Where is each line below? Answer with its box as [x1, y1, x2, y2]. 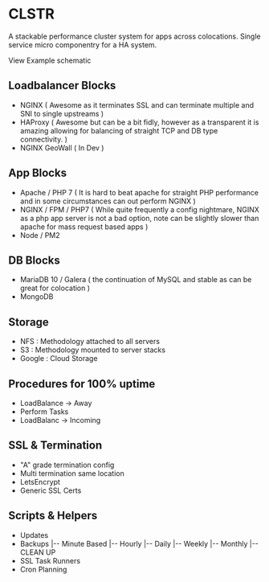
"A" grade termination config [19, 460, 115, 469]
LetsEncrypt [19, 477, 60, 486]
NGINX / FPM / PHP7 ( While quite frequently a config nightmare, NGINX [19, 204, 259, 214]
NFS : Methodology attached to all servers [19, 337, 161, 346]
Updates [19, 530, 49, 539]
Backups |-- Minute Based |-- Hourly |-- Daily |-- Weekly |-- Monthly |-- [19, 539, 259, 548]
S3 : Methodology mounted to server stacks [19, 345, 166, 355]
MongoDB [19, 292, 54, 301]
